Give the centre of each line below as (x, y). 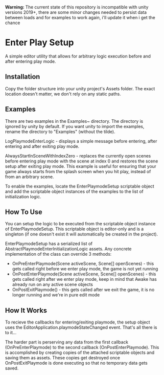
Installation (23, 77)
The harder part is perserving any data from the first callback (67, 342)
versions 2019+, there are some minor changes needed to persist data (76, 12)
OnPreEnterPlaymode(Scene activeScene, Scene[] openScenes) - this (83, 264)
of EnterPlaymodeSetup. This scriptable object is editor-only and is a (74, 229)
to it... (11, 333)
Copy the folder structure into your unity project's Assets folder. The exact (80, 88)
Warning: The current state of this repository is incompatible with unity (77, 7)
